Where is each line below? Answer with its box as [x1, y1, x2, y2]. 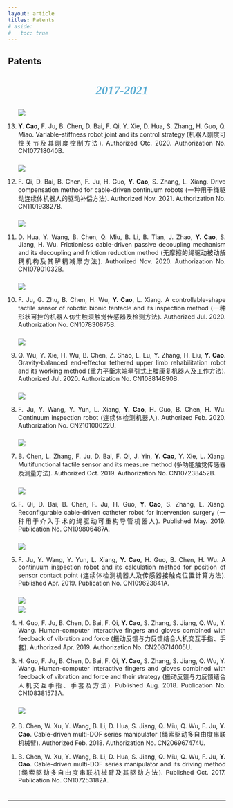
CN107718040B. [17, 146, 64, 155]
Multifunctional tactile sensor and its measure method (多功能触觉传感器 [17, 460, 226, 468]
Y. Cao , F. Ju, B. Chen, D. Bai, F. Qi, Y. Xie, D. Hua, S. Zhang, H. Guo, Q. [17, 122, 226, 130]
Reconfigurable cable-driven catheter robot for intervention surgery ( [17, 508, 220, 516]
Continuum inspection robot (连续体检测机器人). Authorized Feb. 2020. [17, 413, 226, 421]
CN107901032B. [17, 265, 64, 273]
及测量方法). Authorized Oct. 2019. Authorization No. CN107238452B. [17, 468, 216, 477]
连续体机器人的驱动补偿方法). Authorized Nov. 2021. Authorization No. [24, 194, 226, 202]
